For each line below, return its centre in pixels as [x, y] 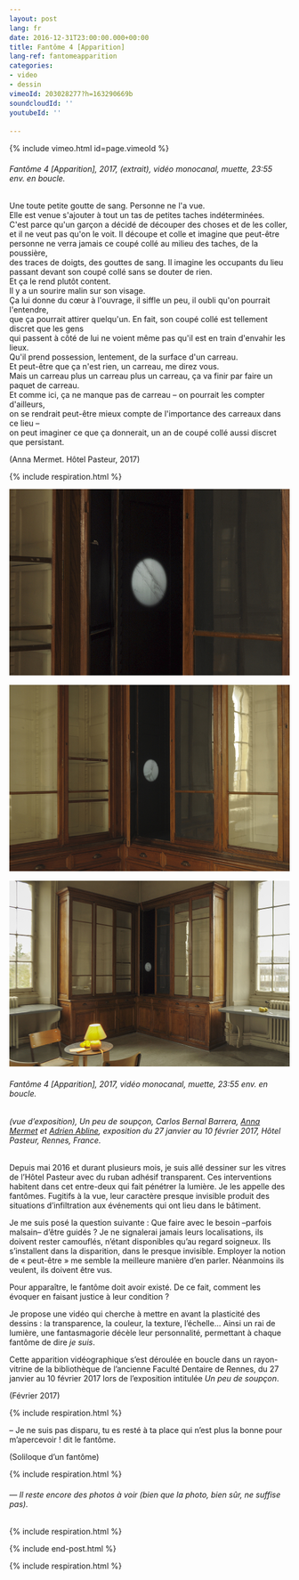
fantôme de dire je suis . [52, 1342]
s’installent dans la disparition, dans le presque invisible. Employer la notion [148, 1252]
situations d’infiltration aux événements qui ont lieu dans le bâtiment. [135, 1205]
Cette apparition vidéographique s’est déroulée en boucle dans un [130, 1360]
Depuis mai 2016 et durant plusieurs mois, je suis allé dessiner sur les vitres [148, 1168]
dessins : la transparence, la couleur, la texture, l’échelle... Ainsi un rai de [142, 1324]
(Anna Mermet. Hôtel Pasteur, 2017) [75, 459]
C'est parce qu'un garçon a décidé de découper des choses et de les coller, [148, 225]
